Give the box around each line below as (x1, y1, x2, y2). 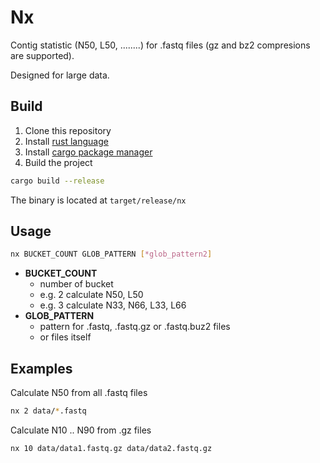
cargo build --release (10, 176, 105, 186)
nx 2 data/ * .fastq (10, 406, 87, 416)
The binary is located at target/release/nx (10, 194, 187, 206)
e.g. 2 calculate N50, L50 (39, 289, 144, 301)
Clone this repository (24, 124, 112, 136)
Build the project (24, 156, 93, 168)
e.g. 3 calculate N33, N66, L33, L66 (39, 299, 187, 311)
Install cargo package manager (24, 146, 153, 158)
